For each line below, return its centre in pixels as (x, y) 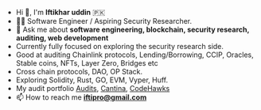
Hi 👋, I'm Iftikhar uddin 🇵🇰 (60, 12)
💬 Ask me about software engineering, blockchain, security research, (132, 29)
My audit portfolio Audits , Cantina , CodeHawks (93, 88)
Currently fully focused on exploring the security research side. (120, 46)
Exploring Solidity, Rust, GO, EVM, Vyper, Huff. (92, 80)
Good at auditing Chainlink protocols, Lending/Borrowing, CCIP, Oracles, (134, 55)
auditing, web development (62, 38)
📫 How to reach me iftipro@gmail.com (81, 97)
